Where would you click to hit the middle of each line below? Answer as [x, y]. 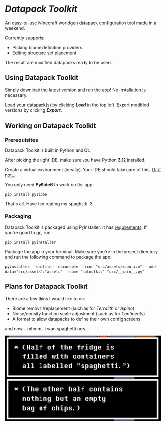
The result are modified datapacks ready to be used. [59, 62]
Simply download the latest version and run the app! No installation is [76, 90]
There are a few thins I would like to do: [45, 298]
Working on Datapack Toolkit [51, 126]
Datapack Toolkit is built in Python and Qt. [48, 150]
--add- [151, 267]
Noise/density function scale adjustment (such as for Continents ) [79, 313]
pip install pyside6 [26, 195]
